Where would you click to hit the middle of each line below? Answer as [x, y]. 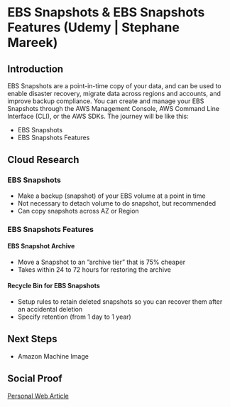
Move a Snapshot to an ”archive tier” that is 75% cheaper [102, 262]
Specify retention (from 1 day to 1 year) [74, 317]
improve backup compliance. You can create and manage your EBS [106, 101]
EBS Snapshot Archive [41, 246]
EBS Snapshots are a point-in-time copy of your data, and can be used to [114, 86]
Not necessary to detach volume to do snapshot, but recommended [117, 203]
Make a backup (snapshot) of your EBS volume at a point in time [111, 196]
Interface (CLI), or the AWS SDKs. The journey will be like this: [98, 116]
